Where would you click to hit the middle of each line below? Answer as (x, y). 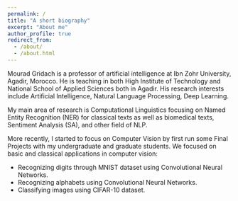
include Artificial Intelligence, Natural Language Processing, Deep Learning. (118, 96)
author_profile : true (39, 34)
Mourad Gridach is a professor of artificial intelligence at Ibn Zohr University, (119, 73)
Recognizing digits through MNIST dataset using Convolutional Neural (120, 167)
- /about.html (34, 54)
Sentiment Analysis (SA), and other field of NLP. (77, 125)
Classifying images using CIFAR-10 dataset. (81, 190)
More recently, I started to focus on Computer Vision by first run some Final (118, 138)
